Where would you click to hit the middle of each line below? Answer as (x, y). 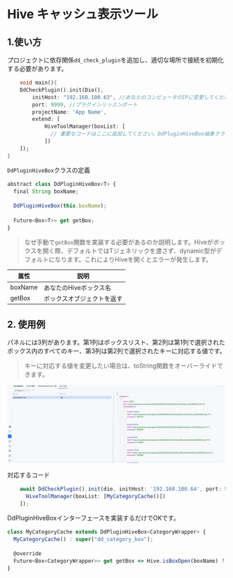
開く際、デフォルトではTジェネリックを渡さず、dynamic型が (129, 250)
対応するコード (28, 475)
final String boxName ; (46, 192)
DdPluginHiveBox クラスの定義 (49, 170)
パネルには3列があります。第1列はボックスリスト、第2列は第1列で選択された (116, 342)
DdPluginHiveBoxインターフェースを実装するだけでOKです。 (94, 518)
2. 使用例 (26, 324)
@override (27, 554)
